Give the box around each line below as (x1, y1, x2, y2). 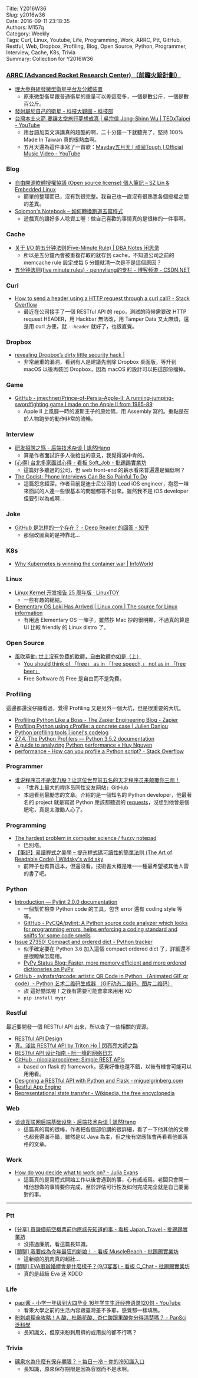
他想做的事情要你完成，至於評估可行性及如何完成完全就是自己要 (28, 1184, 184, 1191)
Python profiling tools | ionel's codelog (14, 729, 109, 736)
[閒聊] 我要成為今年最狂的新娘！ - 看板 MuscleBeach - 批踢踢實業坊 (14, 1247, 179, 1255)
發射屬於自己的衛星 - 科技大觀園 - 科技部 (14, 107, 114, 115)
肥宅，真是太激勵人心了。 (23, 806, 86, 813)
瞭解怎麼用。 (34, 953, 65, 960)
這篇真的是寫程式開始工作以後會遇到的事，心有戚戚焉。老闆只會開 (23, 1176, 184, 1183)
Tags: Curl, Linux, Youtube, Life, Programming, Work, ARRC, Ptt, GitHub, (6, 37, 181, 43)
